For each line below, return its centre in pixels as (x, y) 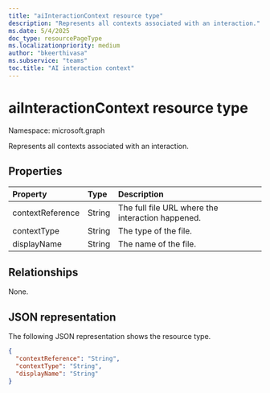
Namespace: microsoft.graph (57, 130)
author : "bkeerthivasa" (48, 53)
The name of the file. (157, 244)
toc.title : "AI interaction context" (72, 68)
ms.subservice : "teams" (48, 61)
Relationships (43, 272)
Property (30, 194)
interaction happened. (160, 217)
